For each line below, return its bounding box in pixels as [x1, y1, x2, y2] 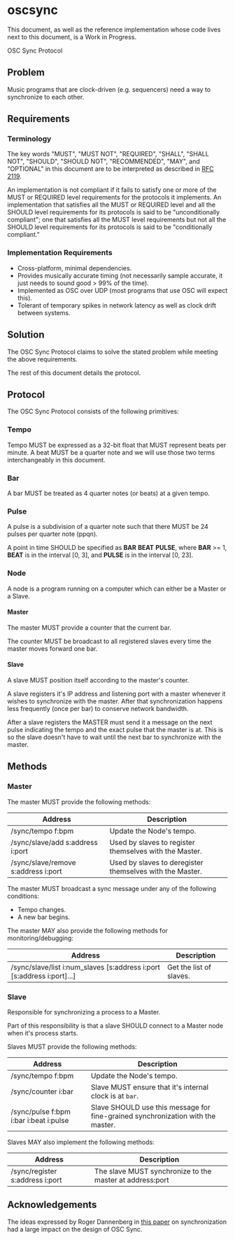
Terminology [7, 134, 52, 144]
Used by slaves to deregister [109, 857, 204, 867]
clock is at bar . [90, 1091, 139, 1101]
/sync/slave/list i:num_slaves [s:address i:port [10, 962, 161, 972]
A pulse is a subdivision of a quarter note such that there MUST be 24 [7, 523, 208, 531]
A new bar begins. [17, 913, 71, 921]
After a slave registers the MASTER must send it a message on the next [7, 717, 213, 726]
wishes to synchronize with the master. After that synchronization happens [7, 696, 222, 705]
